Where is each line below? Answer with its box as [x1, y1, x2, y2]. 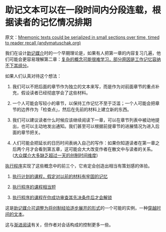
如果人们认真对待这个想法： [5, 73, 62, 79]
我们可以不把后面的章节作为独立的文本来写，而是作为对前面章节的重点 [12, 83, 156, 89]
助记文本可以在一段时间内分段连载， [5, 4, 153, 16]
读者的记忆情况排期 [14, 17, 92, 28]
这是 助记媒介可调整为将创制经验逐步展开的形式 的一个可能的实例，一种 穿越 [5, 205, 157, 211]
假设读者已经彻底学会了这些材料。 [21, 90, 90, 96]
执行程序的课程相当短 [12, 184, 56, 190]
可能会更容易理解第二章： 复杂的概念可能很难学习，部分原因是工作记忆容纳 [9, 56, 161, 62]
